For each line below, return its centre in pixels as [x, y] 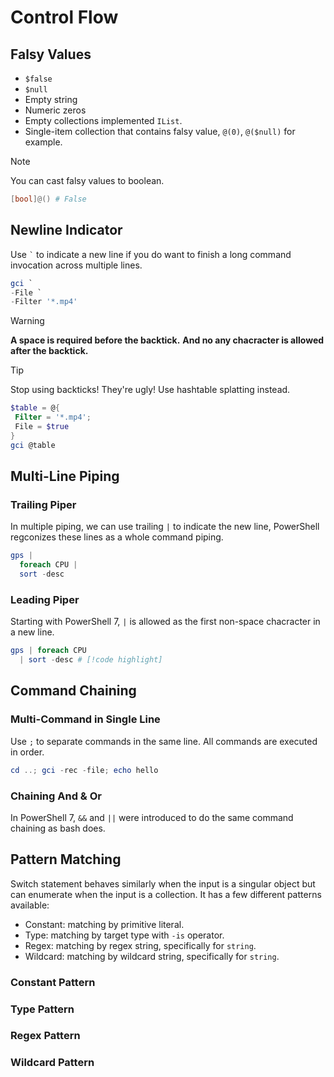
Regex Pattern [45, 1036]
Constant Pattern [53, 982]
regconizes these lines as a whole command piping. [117, 537]
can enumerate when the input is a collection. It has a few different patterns [166, 894]
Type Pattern [42, 1009]
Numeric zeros [55, 110]
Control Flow [64, 17]
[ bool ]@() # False [48, 199]
